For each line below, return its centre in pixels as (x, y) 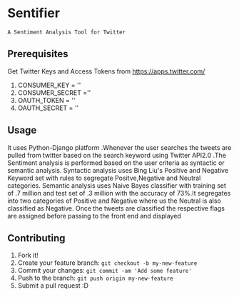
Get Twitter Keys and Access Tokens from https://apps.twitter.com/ (106, 71)
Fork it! (28, 256)
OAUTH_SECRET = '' (48, 108)
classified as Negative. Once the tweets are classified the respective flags (116, 208)
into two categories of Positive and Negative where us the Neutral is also (114, 201)
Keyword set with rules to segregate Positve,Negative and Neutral (104, 178)
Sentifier (34, 13)
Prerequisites (38, 54)
